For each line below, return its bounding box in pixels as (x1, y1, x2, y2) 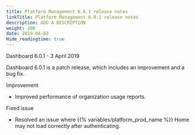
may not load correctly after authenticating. (14, 123, 121, 129)
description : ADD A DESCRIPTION (6, 20, 86, 25)
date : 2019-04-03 (6, 31, 49, 37)
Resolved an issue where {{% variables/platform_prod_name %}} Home (14, 116, 190, 123)
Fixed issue (6, 105, 34, 111)
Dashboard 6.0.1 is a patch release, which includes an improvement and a (6, 64, 185, 71)
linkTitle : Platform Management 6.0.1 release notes (6, 14, 139, 20)
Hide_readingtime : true (6, 36, 65, 42)
